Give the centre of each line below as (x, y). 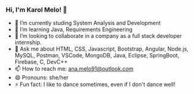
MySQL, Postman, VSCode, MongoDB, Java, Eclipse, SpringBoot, (97, 56)
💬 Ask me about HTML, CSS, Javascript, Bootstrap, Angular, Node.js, (102, 49)
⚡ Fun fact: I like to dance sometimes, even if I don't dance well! (95, 84)
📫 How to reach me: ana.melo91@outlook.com (74, 69)
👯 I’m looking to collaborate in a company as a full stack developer (98, 36)
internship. (28, 43)
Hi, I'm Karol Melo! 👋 (36, 10)
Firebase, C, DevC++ (41, 62)
